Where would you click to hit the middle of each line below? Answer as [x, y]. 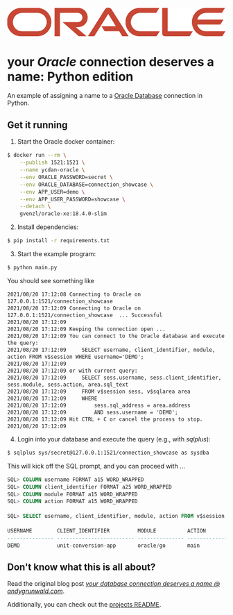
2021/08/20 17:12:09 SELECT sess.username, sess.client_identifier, [114, 378]
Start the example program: [56, 254]
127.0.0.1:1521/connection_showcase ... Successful [85, 315]
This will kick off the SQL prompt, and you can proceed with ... [96, 466]
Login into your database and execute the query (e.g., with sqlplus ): [114, 439]
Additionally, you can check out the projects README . [84, 605]
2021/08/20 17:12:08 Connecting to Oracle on [74, 294]
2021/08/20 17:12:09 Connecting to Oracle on [74, 308]
